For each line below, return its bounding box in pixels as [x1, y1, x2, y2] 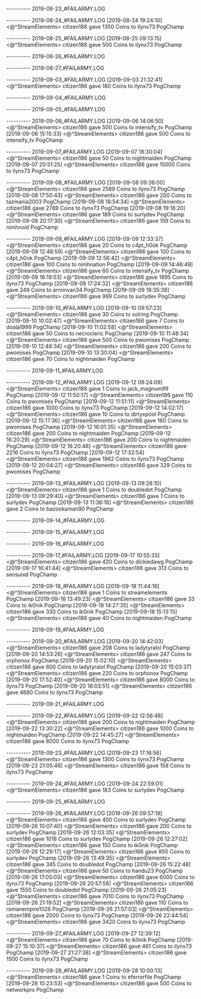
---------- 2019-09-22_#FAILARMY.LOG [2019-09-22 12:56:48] [6, 712, 163, 719]
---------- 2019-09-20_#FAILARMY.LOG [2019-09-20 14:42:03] [6, 638, 164, 645]
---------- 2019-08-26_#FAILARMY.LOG [6, 53, 106, 59]
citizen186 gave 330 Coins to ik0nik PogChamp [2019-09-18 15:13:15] [6, 608, 178, 615]
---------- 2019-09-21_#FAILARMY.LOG [6, 700, 104, 708]
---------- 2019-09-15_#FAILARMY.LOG [6, 529, 105, 535]
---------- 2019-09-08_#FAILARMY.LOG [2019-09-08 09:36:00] [6, 179, 165, 186]
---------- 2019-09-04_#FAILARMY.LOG [6, 94, 106, 101]
